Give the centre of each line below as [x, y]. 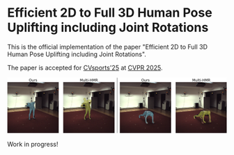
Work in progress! [33, 145]
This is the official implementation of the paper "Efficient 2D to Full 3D [107, 47]
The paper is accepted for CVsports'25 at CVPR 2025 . [85, 67]
